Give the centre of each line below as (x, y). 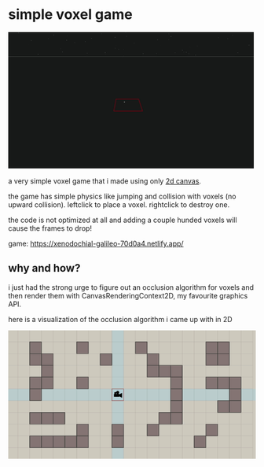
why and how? (44, 268)
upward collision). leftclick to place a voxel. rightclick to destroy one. (119, 204)
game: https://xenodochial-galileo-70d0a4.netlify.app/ (96, 243)
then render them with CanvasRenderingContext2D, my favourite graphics (128, 295)
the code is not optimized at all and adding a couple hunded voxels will (123, 220)
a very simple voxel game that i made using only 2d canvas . (105, 181)
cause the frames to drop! (50, 228)
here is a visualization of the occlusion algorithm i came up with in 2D (121, 319)
